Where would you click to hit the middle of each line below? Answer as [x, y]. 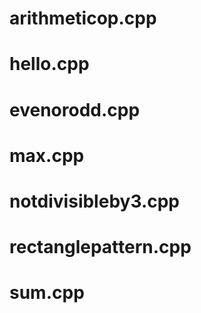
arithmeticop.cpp [83, 18]
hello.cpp [49, 64]
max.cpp [47, 155]
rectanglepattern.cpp [100, 247]
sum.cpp [47, 293]
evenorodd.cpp [75, 109]
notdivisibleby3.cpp [95, 201]
